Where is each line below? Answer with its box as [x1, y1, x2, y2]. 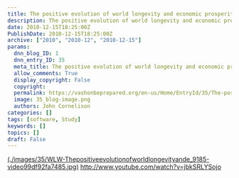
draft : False [7, 135, 46, 143]
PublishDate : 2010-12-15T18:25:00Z [7, 30, 113, 38]
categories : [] [7, 109, 53, 116]
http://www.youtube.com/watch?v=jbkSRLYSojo [80, 162, 222, 171]
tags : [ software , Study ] [7, 116, 81, 123]
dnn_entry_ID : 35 [14, 57, 65, 64]
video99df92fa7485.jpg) [7, 162, 79, 171]
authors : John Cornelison [14, 103, 91, 110]
